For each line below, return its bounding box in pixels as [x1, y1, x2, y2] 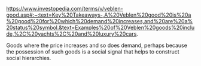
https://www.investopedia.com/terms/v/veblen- [6, 5, 124, 12]
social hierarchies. [6, 55, 51, 61]
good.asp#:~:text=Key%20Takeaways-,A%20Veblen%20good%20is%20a [6, 11, 191, 18]
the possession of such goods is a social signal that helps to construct [6, 48, 179, 55]
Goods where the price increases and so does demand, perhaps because [6, 42, 187, 49]
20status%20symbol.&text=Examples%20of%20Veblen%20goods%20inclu [6, 24, 195, 31]
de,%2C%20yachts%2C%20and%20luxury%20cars [6, 30, 137, 37]
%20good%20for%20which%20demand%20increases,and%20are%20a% [6, 18, 193, 24]
